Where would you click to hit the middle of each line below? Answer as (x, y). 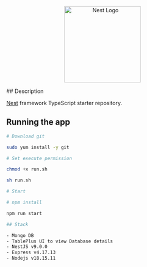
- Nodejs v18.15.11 (31, 258)
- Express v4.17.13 (31, 253)
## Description (25, 91)
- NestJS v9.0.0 (27, 247)
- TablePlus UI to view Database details (60, 241)
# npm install (24, 203)
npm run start (24, 213)
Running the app (38, 122)
